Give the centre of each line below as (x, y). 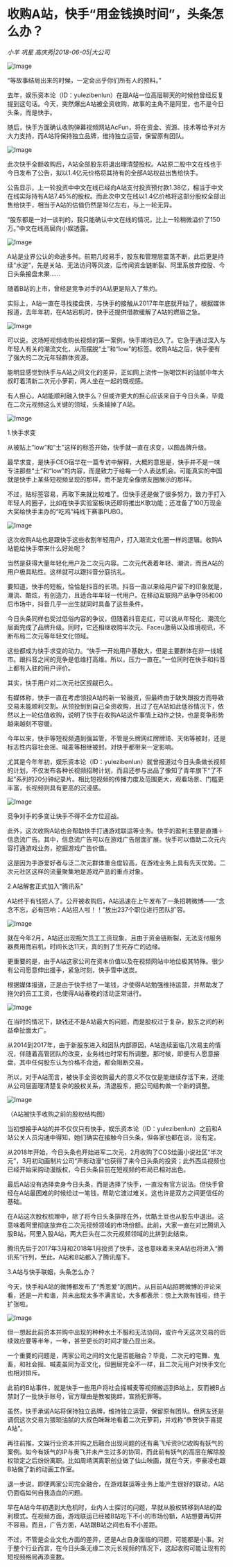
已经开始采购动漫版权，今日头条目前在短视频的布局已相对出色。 (98, 1169)
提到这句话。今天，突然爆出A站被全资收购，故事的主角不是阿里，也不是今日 (115, 103)
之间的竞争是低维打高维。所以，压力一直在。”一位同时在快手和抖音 (131, 659)
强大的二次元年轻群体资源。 (52, 357)
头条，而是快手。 (32, 112)
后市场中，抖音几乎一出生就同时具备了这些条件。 (77, 604)
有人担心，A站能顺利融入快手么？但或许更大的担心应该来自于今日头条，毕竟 (115, 396)
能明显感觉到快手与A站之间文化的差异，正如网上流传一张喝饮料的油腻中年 (113, 372)
